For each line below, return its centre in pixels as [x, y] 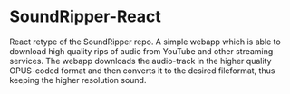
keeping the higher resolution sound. [78, 80]
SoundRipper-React [85, 17]
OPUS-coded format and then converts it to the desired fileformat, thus [142, 70]
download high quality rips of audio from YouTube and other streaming [141, 51]
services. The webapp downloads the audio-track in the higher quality [140, 61]
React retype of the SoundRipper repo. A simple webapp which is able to [145, 42]
